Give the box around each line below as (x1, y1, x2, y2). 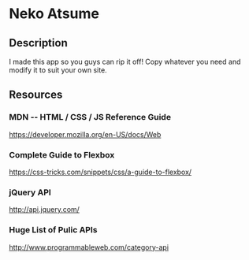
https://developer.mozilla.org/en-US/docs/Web (9, 129, 162, 139)
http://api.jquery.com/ (9, 205, 80, 214)
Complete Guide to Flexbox (9, 149, 115, 160)
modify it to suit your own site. (9, 65, 107, 75)
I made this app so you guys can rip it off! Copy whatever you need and (9, 57, 241, 66)
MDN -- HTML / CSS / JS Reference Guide (9, 112, 172, 123)
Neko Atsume (9, 5, 99, 23)
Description (9, 36, 68, 50)
